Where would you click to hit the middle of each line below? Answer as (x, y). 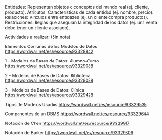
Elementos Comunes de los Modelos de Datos (51, 46)
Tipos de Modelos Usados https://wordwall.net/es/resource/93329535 (76, 104)
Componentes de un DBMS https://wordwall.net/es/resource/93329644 (77, 114)
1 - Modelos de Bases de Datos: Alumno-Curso (52, 61)
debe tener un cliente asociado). (37, 28)
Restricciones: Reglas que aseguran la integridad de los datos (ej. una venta (81, 22)
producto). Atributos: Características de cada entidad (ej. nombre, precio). (79, 12)
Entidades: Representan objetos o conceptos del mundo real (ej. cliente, (77, 7)
